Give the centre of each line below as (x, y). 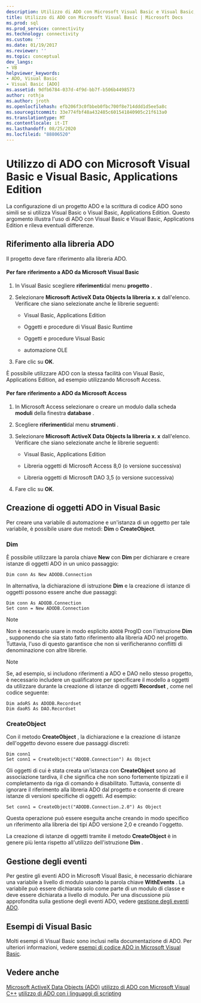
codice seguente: (28, 692)
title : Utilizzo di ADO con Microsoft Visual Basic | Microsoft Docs (95, 17)
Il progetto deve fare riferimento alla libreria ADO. (67, 258)
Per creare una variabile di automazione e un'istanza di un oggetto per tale (98, 522)
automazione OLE (45, 350)
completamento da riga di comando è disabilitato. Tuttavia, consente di (94, 784)
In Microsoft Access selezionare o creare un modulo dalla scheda (95, 407)
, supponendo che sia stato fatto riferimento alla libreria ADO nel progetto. (97, 638)
